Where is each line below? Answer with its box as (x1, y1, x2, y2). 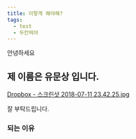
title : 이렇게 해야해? (7, 10, 64, 17)
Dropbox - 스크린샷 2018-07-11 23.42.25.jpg (7, 90, 130, 99)
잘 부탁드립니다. (7, 105, 50, 113)
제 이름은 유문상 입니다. (7, 71, 100, 82)
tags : (7, 16, 23, 23)
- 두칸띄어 (13, 29, 39, 36)
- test (13, 23, 32, 29)
